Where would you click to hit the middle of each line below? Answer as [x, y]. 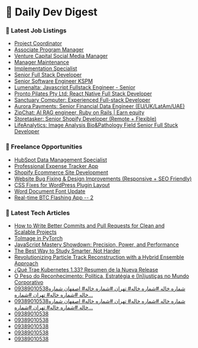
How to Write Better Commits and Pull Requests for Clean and [89, 226]
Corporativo [29, 282]
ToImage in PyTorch [38, 239]
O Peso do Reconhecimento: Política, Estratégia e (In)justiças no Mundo [102, 276]
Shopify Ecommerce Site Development [61, 172]
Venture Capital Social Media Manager [61, 56]
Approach [26, 263]
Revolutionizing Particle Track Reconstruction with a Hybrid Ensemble [99, 257]
